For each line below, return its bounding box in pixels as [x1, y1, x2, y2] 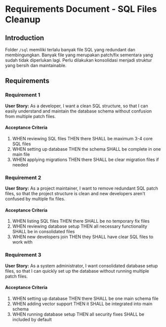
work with [12, 239, 33, 245]
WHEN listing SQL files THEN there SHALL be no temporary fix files [12, 218, 150, 224]
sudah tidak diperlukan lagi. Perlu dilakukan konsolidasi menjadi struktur [5, 57, 152, 63]
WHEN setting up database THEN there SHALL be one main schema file [12, 295, 159, 301]
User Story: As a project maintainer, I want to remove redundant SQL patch [5, 185, 158, 191]
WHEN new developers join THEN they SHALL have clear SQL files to [12, 234, 154, 240]
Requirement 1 [5, 91, 41, 98]
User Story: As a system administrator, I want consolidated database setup [5, 263, 158, 269]
